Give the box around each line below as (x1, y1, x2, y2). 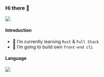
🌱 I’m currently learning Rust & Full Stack (12, 38, 99, 44)
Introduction (5, 27, 32, 33)
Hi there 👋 (5, 5, 30, 12)
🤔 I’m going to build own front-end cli (12, 44, 93, 50)
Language (5, 55, 27, 61)
